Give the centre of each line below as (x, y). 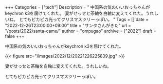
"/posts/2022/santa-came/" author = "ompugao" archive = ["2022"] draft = (81, 31)
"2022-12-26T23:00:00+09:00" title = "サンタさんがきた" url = (68, 25)
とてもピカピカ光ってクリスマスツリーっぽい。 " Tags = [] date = (84, 19)
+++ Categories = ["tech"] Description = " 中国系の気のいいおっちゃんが (78, 7)
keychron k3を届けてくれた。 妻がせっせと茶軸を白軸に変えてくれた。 (75, 13)
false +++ (15, 36)
